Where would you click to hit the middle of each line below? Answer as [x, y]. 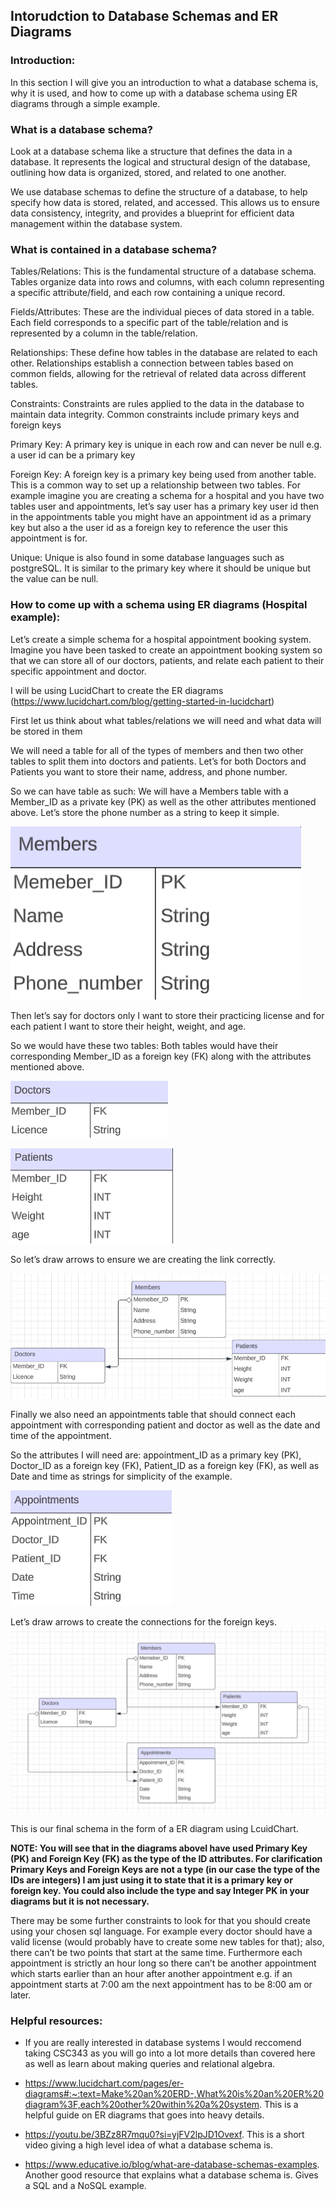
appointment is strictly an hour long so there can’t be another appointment [163, 1963]
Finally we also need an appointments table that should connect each [153, 1415]
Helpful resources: [56, 2021]
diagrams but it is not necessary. [80, 1901]
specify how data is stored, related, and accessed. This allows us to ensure [165, 202]
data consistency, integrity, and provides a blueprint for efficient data [152, 213]
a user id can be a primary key [73, 455]
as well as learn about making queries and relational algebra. [150, 2063]
